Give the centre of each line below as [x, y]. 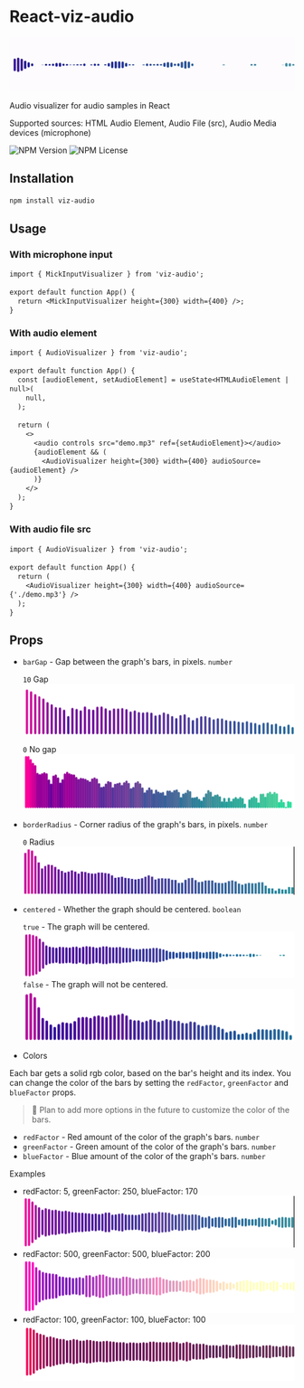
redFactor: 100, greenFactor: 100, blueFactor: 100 [114, 1320]
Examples [28, 1174]
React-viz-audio [72, 17]
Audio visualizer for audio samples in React [90, 105]
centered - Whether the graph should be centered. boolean [132, 910]
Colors [35, 1056]
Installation [42, 179]
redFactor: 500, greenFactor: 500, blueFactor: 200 [116, 1253]
